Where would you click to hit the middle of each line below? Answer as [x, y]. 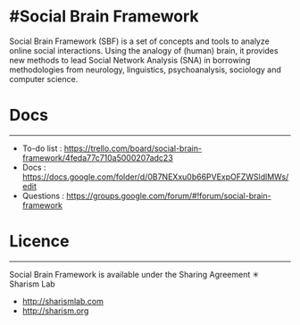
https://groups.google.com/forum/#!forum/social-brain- [169, 196]
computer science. [44, 79]
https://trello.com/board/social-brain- [133, 148]
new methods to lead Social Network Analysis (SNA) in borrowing [130, 60]
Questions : [43, 196]
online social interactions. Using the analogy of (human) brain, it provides [144, 50]
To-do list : [42, 148]
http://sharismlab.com [63, 301]
